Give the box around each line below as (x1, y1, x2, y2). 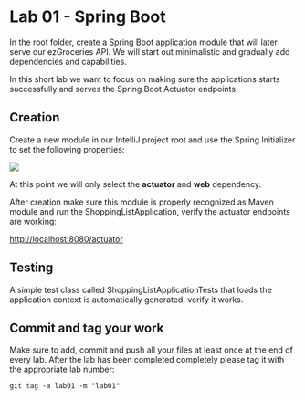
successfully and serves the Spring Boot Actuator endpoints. (9, 83, 238, 94)
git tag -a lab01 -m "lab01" (9, 382, 121, 391)
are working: (9, 216, 58, 226)
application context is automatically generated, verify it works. (9, 294, 244, 305)
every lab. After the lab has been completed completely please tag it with (9, 354, 285, 365)
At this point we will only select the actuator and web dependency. (9, 178, 262, 189)
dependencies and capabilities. (9, 56, 128, 67)
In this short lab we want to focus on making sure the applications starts (9, 73, 280, 84)
